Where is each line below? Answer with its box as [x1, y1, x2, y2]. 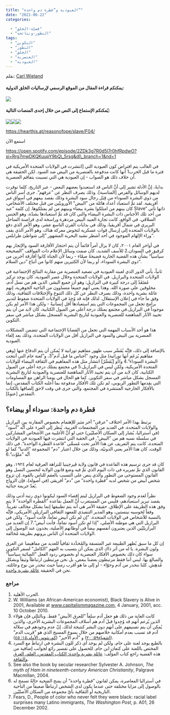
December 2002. [13, 704, 49, 710]
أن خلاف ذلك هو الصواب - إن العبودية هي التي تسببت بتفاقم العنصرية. [6, 174, 136, 180]
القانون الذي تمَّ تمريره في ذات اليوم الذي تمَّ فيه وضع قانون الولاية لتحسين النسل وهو [6, 466, 165, 473]
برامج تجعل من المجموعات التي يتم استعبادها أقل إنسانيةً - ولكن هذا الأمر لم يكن [6, 300, 156, 306]
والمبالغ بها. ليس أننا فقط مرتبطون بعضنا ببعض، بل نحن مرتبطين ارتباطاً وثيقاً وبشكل [6, 556, 163, 562]
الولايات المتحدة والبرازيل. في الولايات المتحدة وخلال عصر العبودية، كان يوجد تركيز [6, 273, 159, 279]
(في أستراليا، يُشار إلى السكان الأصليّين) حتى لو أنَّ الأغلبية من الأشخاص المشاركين [6, 429, 160, 436]
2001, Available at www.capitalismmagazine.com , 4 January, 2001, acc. [13, 602, 162, 608]
